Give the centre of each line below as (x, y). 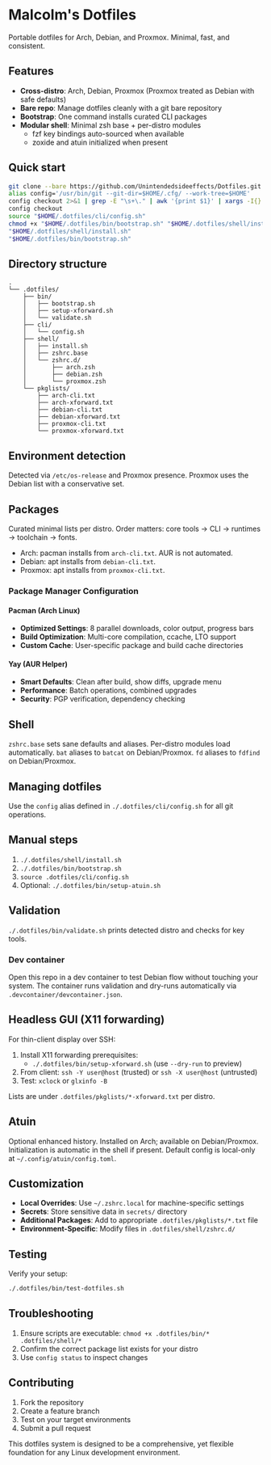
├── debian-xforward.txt (79, 417)
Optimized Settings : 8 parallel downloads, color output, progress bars (137, 629)
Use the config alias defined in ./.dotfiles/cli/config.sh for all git (121, 806)
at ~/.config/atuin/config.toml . (63, 1158)
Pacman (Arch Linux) (44, 610)
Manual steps (43, 840)
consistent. (27, 45)
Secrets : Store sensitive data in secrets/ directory (104, 1212)
